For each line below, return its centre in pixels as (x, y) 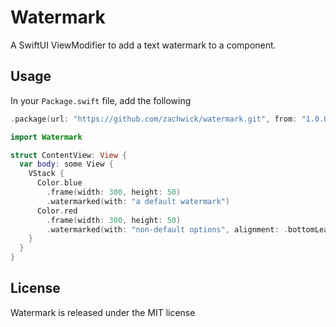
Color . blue (59, 183)
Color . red (57, 211)
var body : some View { (66, 164)
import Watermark (46, 137)
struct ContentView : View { (69, 155)
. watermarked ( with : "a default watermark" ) (138, 201)
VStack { (46, 174)
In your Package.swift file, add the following (101, 100)
